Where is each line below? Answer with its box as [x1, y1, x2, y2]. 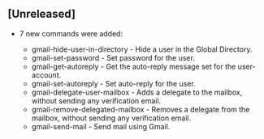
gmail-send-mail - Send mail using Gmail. [31, 121, 171, 131]
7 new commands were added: [19, 28, 123, 38]
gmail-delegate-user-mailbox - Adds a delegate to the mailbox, [31, 87, 243, 97]
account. [31, 69, 62, 80]
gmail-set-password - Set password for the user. [31, 53, 196, 62]
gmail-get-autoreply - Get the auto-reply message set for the [31, 61, 236, 71]
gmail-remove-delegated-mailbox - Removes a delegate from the [31, 104, 250, 114]
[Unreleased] [7, 7, 76, 21]
